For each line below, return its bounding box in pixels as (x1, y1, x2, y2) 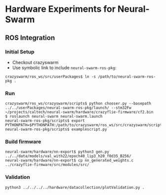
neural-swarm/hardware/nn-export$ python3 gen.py (5, 149, 110, 155)
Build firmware (5, 138, 41, 145)
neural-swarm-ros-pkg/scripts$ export (5, 118, 85, 124)
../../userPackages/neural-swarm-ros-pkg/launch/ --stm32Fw (5, 105, 132, 110)
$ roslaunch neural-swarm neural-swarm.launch (5, 114, 103, 119)
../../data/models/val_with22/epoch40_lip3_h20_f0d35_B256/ (5, 154, 132, 159)
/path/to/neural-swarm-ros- (98, 74, 156, 79)
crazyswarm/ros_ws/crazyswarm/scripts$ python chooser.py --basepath (5, 101, 152, 106)
